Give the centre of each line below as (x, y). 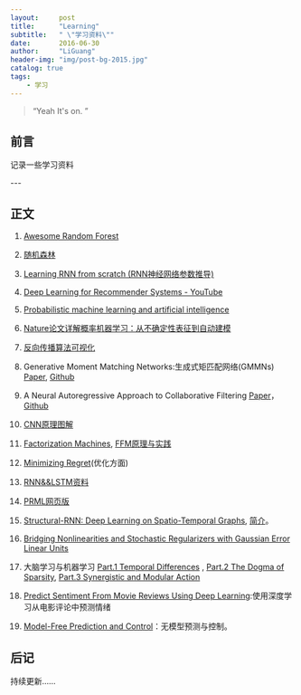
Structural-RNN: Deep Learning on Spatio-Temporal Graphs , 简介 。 (148, 520)
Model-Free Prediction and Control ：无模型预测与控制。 (128, 626)
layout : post (43, 18)
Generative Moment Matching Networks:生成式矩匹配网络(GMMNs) (149, 367)
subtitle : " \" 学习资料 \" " (62, 34)
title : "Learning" (55, 26)
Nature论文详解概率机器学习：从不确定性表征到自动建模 (127, 328)
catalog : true (37, 69)
